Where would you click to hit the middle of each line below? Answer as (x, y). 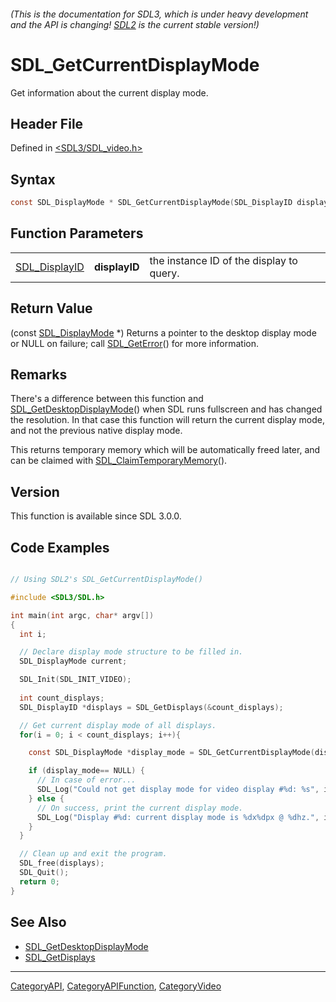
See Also (38, 922)
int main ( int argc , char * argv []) (82, 615)
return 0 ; (39, 881)
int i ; (33, 634)
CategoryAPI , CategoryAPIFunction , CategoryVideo (116, 986)
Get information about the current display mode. (109, 92)
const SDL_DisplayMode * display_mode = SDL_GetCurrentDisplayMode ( (171, 753)
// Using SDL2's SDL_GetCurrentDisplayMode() (106, 580)
